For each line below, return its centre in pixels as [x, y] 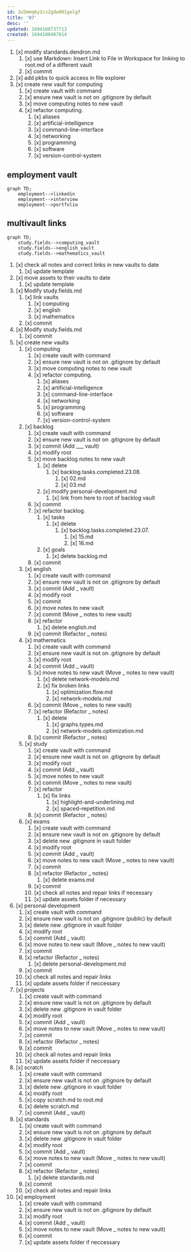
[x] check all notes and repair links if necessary [93, 893]
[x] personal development [48, 905]
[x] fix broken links [66, 685]
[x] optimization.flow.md [82, 691]
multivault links [37, 223]
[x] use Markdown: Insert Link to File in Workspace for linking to [105, 58]
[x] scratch [29, 1067]
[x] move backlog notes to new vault [79, 459]
